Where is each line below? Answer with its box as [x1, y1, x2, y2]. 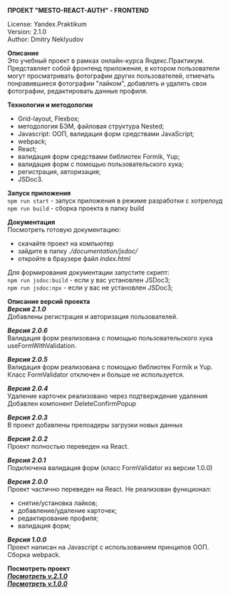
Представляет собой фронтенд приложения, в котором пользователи [7, 64, 220, 72]
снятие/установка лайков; [17, 499, 98, 507]
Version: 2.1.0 [7, 28, 47, 36]
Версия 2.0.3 [7, 413, 48, 422]
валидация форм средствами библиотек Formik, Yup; [17, 153, 180, 161]
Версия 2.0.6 [7, 326, 48, 335]
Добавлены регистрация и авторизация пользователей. [7, 312, 178, 320]
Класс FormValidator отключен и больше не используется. [7, 370, 185, 379]
